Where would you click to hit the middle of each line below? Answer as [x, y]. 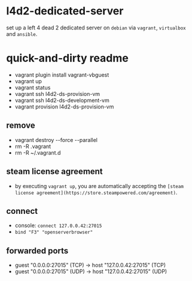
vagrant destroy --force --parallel [56, 140]
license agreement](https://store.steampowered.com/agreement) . [96, 192]
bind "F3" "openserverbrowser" [54, 232]
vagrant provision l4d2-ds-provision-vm [64, 107]
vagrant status [33, 87]
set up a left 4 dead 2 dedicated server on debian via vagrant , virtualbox [96, 28]
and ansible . [22, 34]
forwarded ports [37, 251]
